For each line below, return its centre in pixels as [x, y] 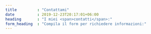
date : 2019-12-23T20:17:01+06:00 [52, 14]
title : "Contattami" [37, 10]
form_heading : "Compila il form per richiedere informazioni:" [76, 24]
